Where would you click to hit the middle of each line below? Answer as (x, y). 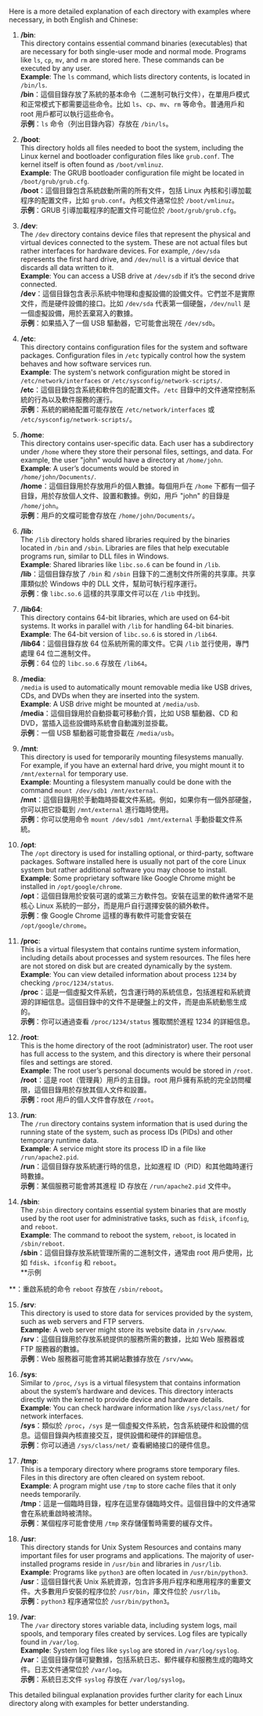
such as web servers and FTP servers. (82, 1321)
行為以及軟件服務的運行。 (75, 399)
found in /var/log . (49, 1642)
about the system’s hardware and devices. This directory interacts (127, 1391)
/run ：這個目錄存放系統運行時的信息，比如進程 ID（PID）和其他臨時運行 (137, 1166)
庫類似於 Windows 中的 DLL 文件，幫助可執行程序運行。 (111, 584)
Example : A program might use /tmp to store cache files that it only (128, 1486)
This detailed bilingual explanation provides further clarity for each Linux (126, 1695)
